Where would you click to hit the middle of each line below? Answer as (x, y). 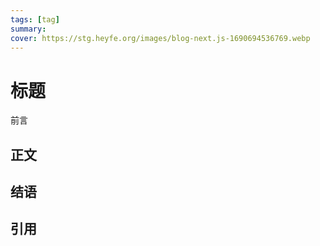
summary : (28, 29)
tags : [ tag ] (35, 19)
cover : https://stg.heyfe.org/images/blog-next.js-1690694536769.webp (160, 38)
